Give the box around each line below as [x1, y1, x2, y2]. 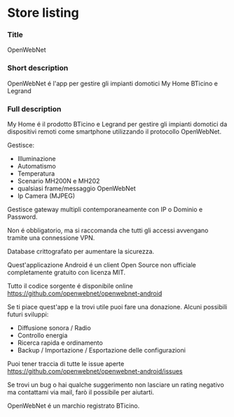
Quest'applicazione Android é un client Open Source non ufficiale [7, 261, 196, 269]
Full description [7, 104, 62, 113]
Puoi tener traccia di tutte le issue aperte [7, 360, 125, 368]
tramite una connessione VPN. [7, 234, 95, 242]
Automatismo [17, 162, 56, 171]
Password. [7, 213, 38, 221]
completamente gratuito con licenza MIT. [7, 268, 126, 277]
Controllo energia [17, 331, 68, 340]
